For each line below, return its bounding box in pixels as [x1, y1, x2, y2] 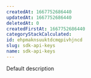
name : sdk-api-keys [6, 48, 56, 54]
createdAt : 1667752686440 [6, 8, 72, 15]
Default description [6, 65, 55, 72]
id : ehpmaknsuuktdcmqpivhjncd [6, 37, 83, 43]
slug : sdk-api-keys [6, 43, 56, 49]
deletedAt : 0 [6, 20, 39, 26]
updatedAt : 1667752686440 [6, 15, 72, 21]
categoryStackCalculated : [6, 31, 72, 37]
